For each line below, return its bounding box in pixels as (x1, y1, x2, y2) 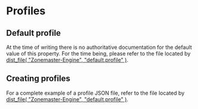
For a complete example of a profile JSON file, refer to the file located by (6, 89, 185, 96)
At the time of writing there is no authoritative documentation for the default (6, 43, 192, 51)
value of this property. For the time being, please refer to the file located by (6, 50, 191, 57)
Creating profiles (6, 73, 70, 84)
